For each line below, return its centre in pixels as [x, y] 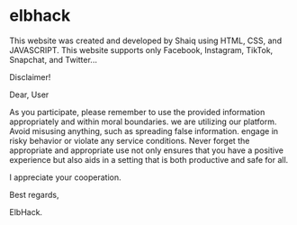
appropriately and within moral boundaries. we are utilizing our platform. [143, 121]
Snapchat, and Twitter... [53, 59]
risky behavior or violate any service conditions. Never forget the [130, 140]
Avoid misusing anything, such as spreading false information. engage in [144, 130]
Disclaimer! [30, 76]
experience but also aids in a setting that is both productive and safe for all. [149, 159]
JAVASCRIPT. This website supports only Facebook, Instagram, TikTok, [141, 49]
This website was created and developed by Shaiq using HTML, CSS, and [145, 40]
